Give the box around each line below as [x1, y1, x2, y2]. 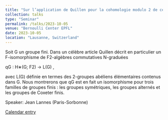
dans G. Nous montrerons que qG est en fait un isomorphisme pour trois [5, 78, 154, 85]
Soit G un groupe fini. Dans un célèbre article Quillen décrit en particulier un [5, 48, 161, 55]
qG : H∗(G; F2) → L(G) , [5, 63, 54, 70]
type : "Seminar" [5, 16, 39, 21]
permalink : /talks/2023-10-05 [5, 21, 68, 26]
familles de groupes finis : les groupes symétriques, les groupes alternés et [5, 84, 160, 90]
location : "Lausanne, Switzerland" [5, 35, 79, 40]
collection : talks [5, 12, 43, 17]
